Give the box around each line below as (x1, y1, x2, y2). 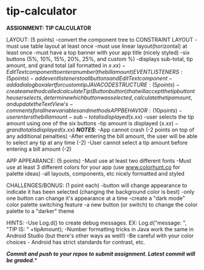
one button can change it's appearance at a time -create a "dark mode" (6, 194, 185, 202)
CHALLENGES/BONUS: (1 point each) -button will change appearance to (6, 182, 188, 189)
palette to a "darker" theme (6, 207, 75, 214)
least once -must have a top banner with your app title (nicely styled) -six (6, 48, 190, 56)
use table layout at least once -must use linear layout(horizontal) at (20, 42, 188, 50)
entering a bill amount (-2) (6, 145, 72, 153)
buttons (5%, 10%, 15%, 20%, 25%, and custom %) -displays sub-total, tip (6, 55, 193, 62)
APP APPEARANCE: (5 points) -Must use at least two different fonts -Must (6, 157, 192, 164)
